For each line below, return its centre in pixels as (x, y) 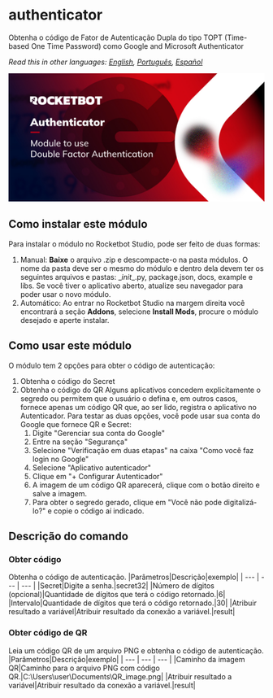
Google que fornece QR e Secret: (76, 424)
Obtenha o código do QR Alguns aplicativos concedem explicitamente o (141, 390)
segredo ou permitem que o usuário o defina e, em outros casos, (129, 398)
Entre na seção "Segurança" (80, 442)
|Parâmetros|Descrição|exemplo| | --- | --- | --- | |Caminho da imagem (127, 659)
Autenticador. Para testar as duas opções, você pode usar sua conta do (140, 416)
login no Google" (61, 459)
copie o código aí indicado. (99, 511)
